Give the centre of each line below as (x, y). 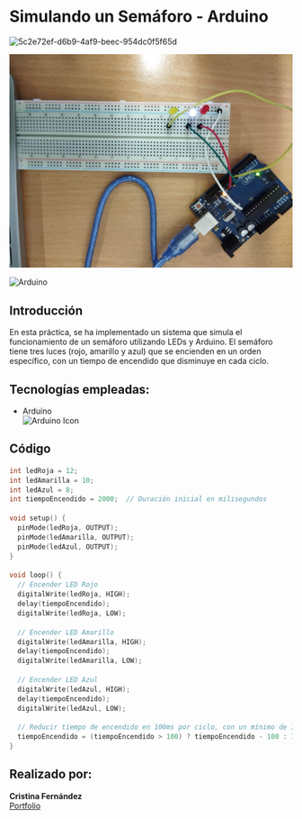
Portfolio (25, 805)
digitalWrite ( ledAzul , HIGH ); (74, 689)
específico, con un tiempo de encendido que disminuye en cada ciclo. (139, 361)
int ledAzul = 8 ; (42, 490)
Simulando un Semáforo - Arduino (139, 17)
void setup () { (38, 519)
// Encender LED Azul (58, 680)
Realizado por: (51, 774)
